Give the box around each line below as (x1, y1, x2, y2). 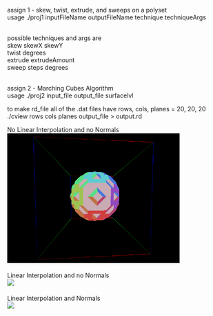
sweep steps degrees (7, 64, 69, 71)
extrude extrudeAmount (7, 56, 75, 64)
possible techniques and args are (7, 34, 102, 42)
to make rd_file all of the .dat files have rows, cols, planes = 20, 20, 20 (7, 105, 206, 113)
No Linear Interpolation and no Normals (7, 126, 119, 133)
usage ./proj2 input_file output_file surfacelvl (7, 91, 134, 100)
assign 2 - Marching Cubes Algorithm (7, 84, 114, 92)
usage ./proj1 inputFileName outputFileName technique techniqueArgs (7, 13, 207, 21)
